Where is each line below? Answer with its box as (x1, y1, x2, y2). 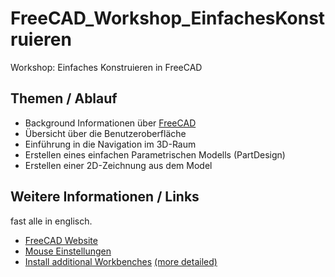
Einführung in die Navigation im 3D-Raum (24, 138, 197, 150)
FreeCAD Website (24, 234, 98, 246)
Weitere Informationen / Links (10, 188, 200, 206)
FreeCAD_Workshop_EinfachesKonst (10, 7, 326, 30)
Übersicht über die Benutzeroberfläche (24, 127, 187, 139)
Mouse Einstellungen (24, 245, 112, 257)
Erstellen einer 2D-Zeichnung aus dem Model (24, 159, 213, 171)
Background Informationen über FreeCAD (24, 117, 197, 129)
